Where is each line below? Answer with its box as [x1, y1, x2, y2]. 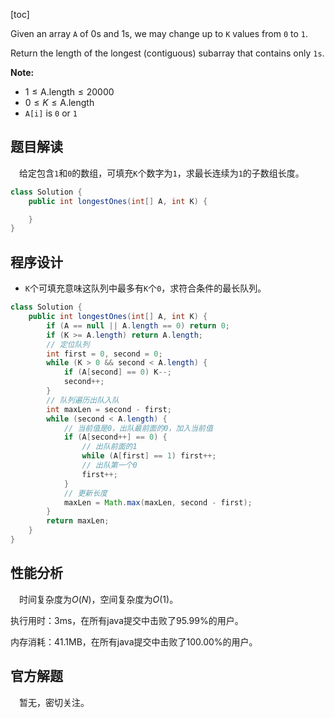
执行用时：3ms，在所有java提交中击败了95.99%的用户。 [10, 614, 244, 626]
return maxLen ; [46, 516, 110, 526]
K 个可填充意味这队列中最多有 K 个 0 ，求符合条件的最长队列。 [24, 282, 267, 294]
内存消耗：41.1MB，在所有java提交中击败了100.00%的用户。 [10, 635, 258, 648]
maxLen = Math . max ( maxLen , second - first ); [63, 497, 253, 508]
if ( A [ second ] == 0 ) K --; [63, 367, 172, 378]
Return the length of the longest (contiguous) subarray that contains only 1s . [10, 47, 325, 59]
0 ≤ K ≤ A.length [24, 97, 95, 108]
